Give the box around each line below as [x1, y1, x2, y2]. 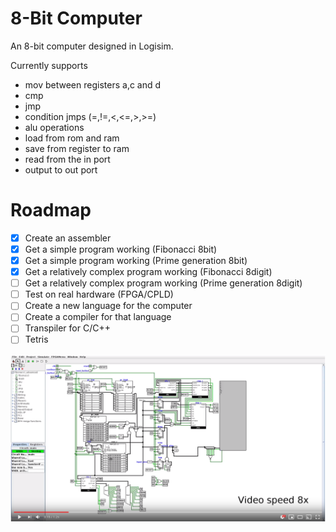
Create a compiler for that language [24, 311, 172, 323]
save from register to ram [24, 142, 130, 154]
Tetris [24, 333, 49, 346]
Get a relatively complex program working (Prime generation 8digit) [24, 277, 303, 289]
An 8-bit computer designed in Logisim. [10, 40, 174, 52]
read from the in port [24, 153, 111, 165]
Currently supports [10, 59, 88, 71]
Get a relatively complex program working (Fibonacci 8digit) [24, 266, 273, 278]
